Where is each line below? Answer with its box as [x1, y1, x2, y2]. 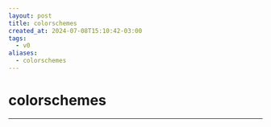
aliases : [8, 49, 38, 57]
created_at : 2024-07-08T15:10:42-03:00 [8, 27, 143, 35]
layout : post [8, 11, 52, 20]
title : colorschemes [8, 19, 78, 27]
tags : [8, 34, 27, 43]
